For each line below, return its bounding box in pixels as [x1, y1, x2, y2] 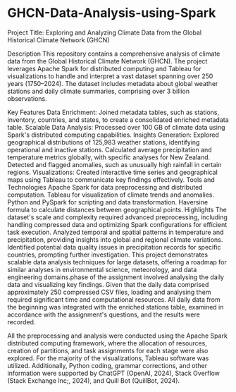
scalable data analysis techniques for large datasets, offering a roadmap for [7, 257, 227, 266]
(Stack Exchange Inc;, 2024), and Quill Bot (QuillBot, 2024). [7, 376, 180, 385]
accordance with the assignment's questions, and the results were [7, 310, 201, 319]
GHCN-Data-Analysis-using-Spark [7, 5, 216, 21]
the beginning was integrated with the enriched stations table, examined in [7, 302, 224, 311]
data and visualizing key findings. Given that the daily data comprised [7, 280, 209, 288]
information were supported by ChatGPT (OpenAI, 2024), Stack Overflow [7, 369, 220, 377]
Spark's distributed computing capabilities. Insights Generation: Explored [7, 130, 220, 139]
